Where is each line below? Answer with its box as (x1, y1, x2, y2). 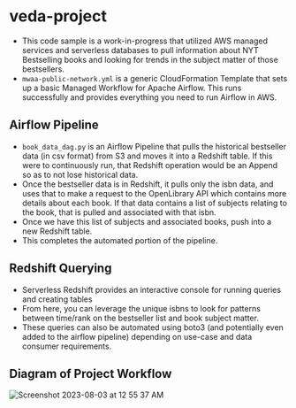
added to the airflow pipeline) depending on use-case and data (21, 331, 253, 342)
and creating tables (21, 294, 93, 304)
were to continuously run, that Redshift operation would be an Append (21, 159, 278, 170)
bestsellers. (21, 64, 65, 74)
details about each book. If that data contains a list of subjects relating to (21, 197, 287, 208)
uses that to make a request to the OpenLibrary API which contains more (21, 188, 287, 198)
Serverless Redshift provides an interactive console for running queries (21, 284, 281, 295)
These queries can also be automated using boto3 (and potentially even (21, 321, 285, 333)
